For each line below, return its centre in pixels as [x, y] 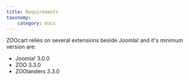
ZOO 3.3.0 [28, 65]
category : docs [37, 23]
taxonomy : [19, 18]
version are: [21, 47]
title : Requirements [33, 12]
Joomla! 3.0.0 [32, 59]
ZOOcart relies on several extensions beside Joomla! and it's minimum [95, 41]
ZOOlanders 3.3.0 [37, 72]
